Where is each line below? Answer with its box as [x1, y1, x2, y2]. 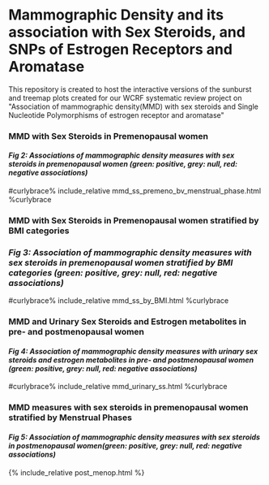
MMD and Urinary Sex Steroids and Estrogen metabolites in [8, 316, 247, 327]
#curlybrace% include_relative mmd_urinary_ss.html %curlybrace [8, 382, 228, 392]
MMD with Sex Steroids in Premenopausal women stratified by [8, 214, 259, 226]
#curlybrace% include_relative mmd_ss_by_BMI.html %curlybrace [8, 296, 229, 305]
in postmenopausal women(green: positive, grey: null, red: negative [8, 440, 243, 450]
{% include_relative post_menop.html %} [8, 467, 145, 477]
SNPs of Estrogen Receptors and [8, 41, 233, 58]
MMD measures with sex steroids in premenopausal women [8, 402, 249, 414]
